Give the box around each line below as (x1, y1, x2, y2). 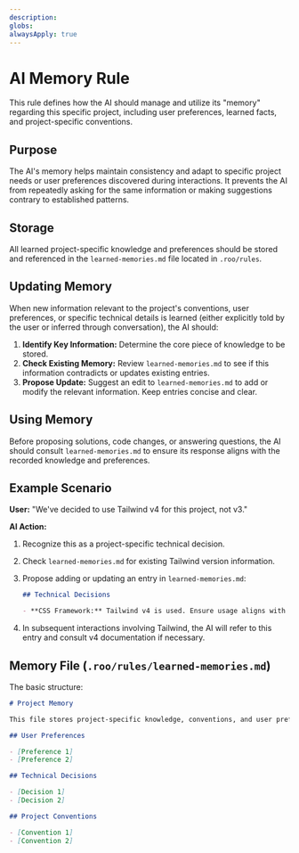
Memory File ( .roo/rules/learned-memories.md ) (9, 658, 271, 673)
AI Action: (9, 521, 47, 532)
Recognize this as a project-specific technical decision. (21, 538, 225, 549)
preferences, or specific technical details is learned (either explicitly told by (9, 312, 285, 323)
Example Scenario (9, 480, 112, 496)
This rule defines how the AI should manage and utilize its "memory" (9, 97, 261, 108)
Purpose (9, 142, 58, 157)
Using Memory (9, 412, 93, 428)
